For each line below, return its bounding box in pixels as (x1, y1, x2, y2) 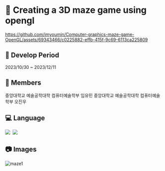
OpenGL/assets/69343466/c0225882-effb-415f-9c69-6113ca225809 (5, 37, 148, 43)
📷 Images (5, 145, 37, 153)
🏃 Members (5, 79, 42, 87)
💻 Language (5, 114, 45, 122)
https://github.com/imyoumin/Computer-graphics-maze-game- (5, 31, 135, 37)
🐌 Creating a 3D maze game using (5, 4, 147, 16)
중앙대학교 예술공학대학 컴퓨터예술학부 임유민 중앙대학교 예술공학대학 (5, 92, 139, 98)
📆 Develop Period (5, 51, 59, 59)
